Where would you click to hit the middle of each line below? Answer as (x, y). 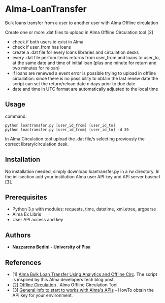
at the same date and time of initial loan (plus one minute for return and (84, 63)
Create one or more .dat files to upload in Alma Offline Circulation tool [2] (79, 32)
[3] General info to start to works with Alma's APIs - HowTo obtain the (83, 290)
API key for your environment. (42, 295)
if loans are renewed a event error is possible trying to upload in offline (84, 73)
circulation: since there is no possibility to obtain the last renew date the (85, 78)
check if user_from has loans (42, 47)
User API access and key (37, 220)
